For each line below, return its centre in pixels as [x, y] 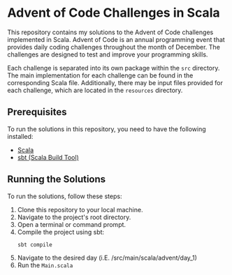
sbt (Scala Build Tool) [48, 157]
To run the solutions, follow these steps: [65, 196]
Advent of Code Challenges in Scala [114, 13]
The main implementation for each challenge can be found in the [100, 75]
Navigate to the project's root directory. [74, 217]
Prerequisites [37, 112]
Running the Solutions [57, 179]
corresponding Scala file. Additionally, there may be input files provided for [115, 82]
